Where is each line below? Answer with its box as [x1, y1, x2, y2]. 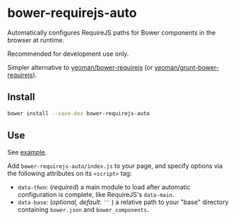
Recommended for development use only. [7, 49, 129, 58]
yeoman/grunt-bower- [154, 63, 219, 71]
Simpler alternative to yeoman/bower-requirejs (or [7, 63, 153, 71]
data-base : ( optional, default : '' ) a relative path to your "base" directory [17, 198, 229, 206]
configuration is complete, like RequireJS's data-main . [17, 191, 175, 199]
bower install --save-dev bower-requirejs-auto [7, 109, 151, 117]
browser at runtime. [7, 35, 65, 44]
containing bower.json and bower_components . [17, 205, 149, 214]
